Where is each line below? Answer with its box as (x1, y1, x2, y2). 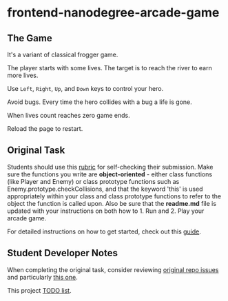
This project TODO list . (7, 286, 72, 294)
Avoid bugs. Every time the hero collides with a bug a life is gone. (7, 98, 193, 106)
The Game (7, 32, 53, 44)
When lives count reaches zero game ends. (7, 112, 131, 119)
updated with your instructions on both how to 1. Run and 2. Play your (7, 207, 205, 215)
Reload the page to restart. (7, 125, 83, 132)
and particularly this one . (7, 273, 78, 281)
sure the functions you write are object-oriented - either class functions (7, 170, 212, 178)
